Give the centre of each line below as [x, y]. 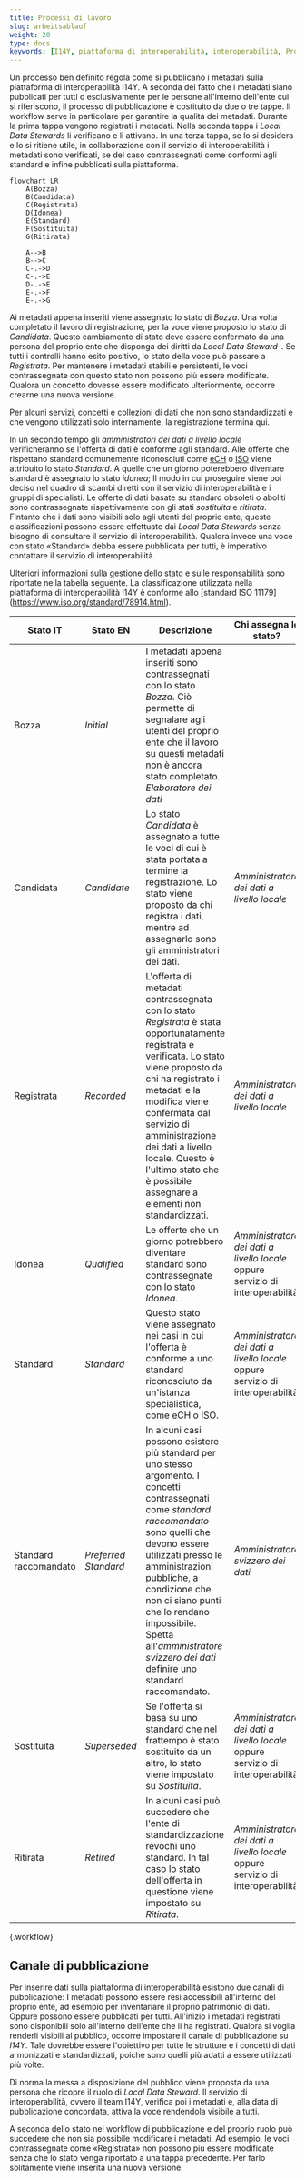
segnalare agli [176, 719]
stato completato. [183, 777]
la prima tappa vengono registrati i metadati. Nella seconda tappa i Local [145, 126]
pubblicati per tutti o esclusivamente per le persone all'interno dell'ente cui [149, 97]
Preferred [105, 1555]
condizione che [178, 1590]
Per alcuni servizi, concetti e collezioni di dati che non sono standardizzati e [151, 412]
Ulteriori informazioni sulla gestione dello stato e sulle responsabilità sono [148, 573]
